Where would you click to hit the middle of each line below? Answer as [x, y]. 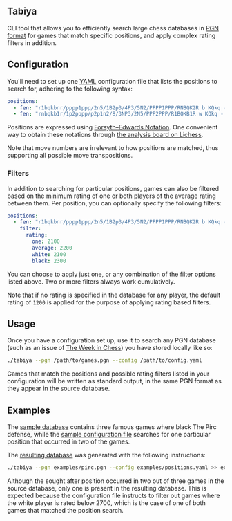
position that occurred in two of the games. [69, 441]
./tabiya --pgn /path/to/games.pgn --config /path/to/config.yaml [105, 360]
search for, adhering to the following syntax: [70, 89]
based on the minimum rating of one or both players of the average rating [112, 196]
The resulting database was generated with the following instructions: [106, 455]
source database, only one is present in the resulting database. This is [107, 488]
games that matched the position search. [66, 510]
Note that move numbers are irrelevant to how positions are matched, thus [113, 148]
